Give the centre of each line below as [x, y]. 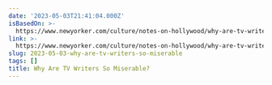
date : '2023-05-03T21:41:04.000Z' [67, 16]
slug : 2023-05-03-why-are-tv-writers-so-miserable [96, 53]
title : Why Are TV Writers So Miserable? [79, 69]
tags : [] [23, 62]
